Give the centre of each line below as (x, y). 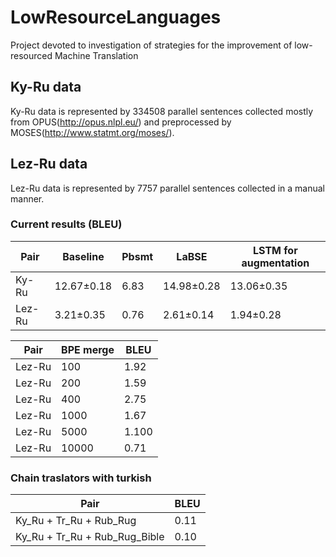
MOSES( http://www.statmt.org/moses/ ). (92, 132)
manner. (27, 198)
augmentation (275, 263)
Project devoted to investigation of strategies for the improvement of (151, 45)
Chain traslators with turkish (81, 478)
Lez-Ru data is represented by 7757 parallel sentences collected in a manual (167, 188)
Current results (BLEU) (66, 224)
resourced (31, 55)
